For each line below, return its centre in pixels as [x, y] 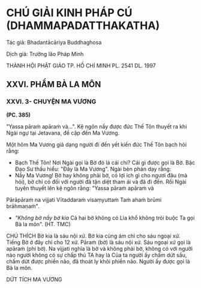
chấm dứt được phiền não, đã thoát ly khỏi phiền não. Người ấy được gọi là [98, 261]
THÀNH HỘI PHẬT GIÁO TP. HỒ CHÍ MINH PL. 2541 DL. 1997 [81, 66]
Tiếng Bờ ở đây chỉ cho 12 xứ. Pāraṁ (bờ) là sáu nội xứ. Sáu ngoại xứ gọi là [98, 242]
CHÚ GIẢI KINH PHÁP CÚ [69, 13]
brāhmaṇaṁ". [23, 206]
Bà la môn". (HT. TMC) [43, 224]
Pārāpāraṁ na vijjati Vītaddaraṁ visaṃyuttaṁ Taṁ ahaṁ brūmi [84, 200]
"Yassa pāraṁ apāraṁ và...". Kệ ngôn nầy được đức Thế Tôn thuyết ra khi [97, 126]
